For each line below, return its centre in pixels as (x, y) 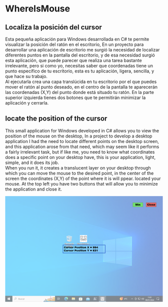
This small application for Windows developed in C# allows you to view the (82, 130)
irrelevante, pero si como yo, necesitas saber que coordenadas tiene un (79, 66)
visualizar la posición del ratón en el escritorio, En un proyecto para (74, 44)
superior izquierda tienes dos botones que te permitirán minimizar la (75, 97)
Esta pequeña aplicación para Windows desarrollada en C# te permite (77, 39)
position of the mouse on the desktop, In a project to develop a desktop (79, 136)
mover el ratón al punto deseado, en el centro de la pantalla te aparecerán (81, 87)
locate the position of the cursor (56, 119)
